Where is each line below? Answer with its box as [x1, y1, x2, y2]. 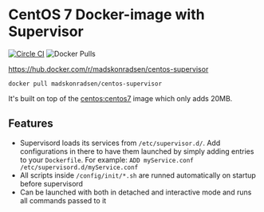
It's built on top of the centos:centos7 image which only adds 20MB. [8, 93, 233, 103]
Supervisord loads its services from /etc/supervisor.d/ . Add [19, 138, 221, 147]
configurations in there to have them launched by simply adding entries [19, 146, 254, 156]
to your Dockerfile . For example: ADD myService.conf [19, 155, 194, 164]
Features [8, 117, 53, 131]
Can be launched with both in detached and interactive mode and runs [19, 187, 252, 197]
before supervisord [19, 179, 84, 188]
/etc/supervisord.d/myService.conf [19, 163, 139, 171]
